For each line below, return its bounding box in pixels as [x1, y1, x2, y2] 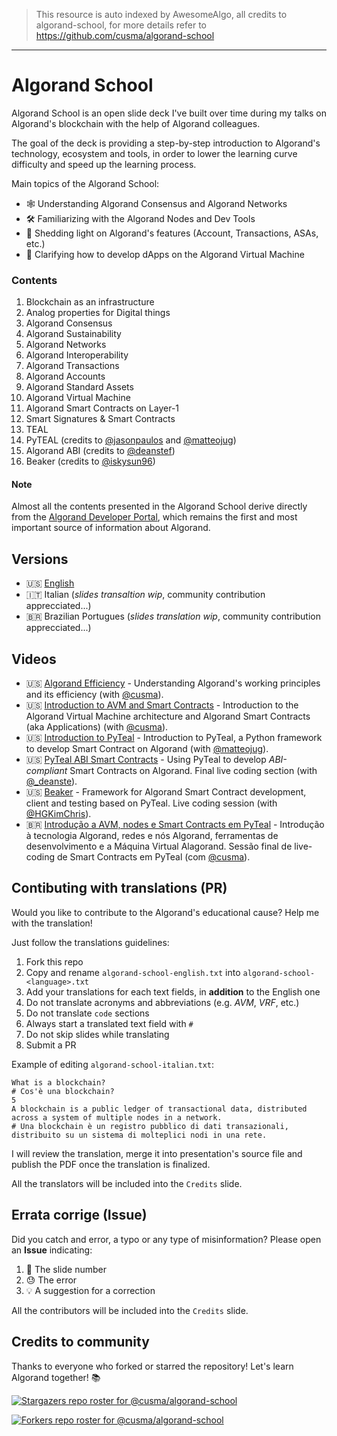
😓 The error [25, 1274, 78, 1286]
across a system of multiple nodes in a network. [11, 1112, 223, 1123]
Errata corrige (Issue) [11, 1207, 148, 1224]
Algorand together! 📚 [11, 1371, 101, 1383]
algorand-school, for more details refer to [35, 19, 207, 31]
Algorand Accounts [25, 370, 106, 383]
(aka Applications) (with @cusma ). [25, 721, 169, 733]
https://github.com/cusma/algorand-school [35, 30, 215, 41]
